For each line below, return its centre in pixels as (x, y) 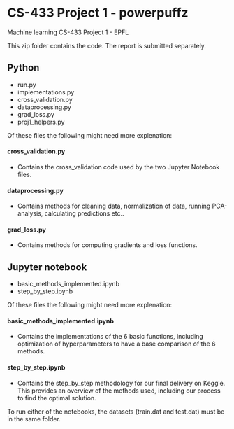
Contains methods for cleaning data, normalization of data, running (114, 206)
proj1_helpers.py (41, 122)
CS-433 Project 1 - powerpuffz (98, 13)
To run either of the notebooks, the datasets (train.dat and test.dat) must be (116, 412)
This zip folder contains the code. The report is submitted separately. (107, 45)
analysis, (30, 213)
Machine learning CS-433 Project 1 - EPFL (68, 32)
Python (23, 68)
